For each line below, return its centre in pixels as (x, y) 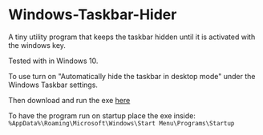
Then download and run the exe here (69, 100)
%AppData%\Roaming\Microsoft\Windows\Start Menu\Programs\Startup (121, 123)
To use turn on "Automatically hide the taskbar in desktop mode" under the (132, 76)
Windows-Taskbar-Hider (93, 15)
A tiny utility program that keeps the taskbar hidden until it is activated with (132, 37)
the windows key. (37, 45)
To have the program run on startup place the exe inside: (102, 115)
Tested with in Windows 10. (53, 61)
